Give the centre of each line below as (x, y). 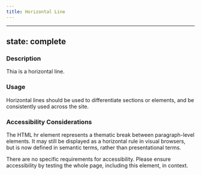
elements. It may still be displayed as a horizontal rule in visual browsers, (96, 141)
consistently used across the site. (48, 106)
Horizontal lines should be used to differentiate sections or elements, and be (100, 100)
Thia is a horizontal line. (35, 72)
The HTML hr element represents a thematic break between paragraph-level (100, 134)
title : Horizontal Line (36, 12)
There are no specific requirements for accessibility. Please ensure (89, 159)
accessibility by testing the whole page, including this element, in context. (97, 165)
